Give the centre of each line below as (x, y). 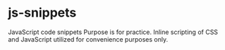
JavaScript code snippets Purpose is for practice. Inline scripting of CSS (113, 32)
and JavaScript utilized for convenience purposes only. (88, 39)
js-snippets (42, 13)
